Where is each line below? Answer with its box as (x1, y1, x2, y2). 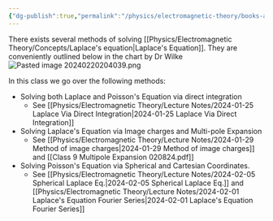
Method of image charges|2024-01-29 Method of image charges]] (32, 143, 255, 153)
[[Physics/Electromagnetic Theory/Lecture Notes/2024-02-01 (32, 186, 240, 196)
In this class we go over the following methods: (8, 76, 167, 85)
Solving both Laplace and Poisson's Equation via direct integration (19, 91, 242, 102)
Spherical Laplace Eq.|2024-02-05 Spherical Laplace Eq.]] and (32, 178, 244, 188)
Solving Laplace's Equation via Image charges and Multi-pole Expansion (19, 126, 262, 136)
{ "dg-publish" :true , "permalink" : (8, 11, 122, 20)
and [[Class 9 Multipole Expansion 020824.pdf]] (32, 152, 194, 162)
